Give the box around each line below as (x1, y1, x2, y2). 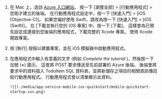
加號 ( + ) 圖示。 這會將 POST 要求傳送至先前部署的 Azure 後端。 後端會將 (9, 62, 157, 68)
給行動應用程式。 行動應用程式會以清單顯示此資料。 (9, 74, 114, 80)
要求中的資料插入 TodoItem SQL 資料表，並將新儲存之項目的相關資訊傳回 (9, 68, 158, 74)
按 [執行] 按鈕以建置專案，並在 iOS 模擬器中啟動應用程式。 (9, 46, 129, 51)
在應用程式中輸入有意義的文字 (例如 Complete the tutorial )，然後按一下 (9, 56, 154, 61)
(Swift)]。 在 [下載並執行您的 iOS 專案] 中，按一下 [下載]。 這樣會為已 (9, 23, 150, 28)
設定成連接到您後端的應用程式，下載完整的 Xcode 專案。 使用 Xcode (14, 29, 153, 34)
